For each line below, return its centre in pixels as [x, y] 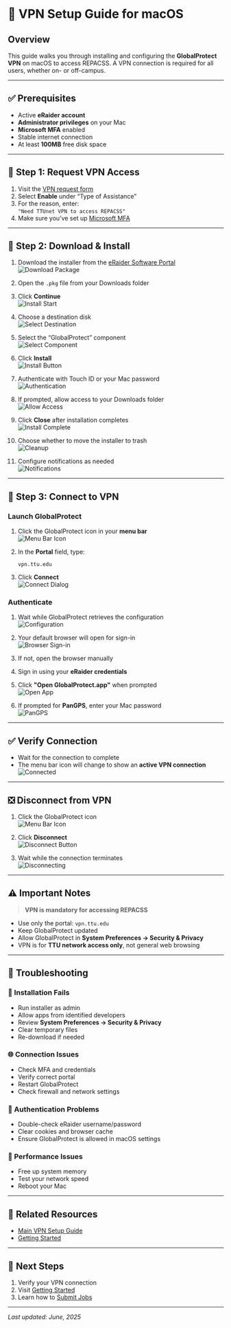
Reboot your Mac [42, 1186]
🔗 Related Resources [53, 1214]
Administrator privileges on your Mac [72, 122]
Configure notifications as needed [66, 461]
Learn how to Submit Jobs [55, 1297]
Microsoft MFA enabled [51, 129]
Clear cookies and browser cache [65, 1132]
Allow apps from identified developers [71, 1015]
